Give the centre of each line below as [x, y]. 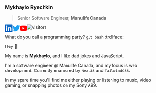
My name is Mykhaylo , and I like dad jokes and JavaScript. [65, 56]
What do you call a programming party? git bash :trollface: [64, 37]
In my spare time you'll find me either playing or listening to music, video [78, 80]
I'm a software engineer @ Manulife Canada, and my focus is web [71, 66]
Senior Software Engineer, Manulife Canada [62, 18]
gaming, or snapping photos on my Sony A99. [51, 85]
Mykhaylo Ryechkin [29, 7]
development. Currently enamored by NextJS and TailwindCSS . [68, 70]
